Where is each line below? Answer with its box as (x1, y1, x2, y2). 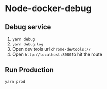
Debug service (5, 23, 51, 31)
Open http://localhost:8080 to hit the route (12, 51, 102, 57)
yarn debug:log (12, 42, 44, 47)
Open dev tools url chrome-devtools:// (12, 46, 91, 52)
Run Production (5, 66, 54, 74)
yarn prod (5, 79, 26, 84)
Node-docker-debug (5, 3, 92, 14)
